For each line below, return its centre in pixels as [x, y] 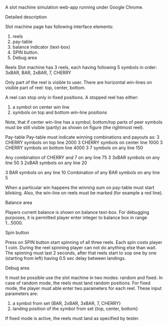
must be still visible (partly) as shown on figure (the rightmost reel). [75, 127]
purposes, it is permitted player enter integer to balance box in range [76, 218]
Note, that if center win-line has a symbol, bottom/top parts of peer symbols [84, 122]
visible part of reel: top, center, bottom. [46, 88]
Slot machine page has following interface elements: [59, 27]
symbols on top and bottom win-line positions [60, 112]
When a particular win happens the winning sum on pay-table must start [80, 188]
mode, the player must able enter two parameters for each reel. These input [83, 288]
